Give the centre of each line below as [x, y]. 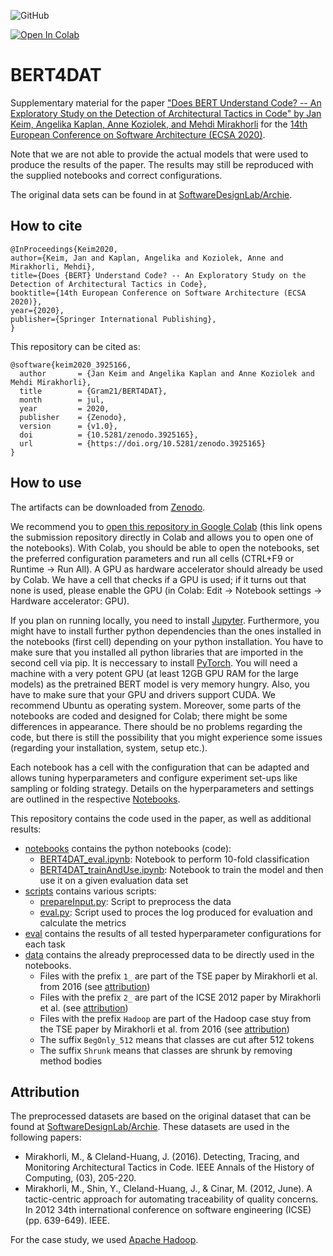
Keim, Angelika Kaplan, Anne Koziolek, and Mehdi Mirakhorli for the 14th [159, 124]
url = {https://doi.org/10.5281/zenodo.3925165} [143, 443]
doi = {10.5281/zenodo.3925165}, [109, 435]
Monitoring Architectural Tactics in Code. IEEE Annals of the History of [169, 1167]
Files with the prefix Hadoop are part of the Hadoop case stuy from [175, 1018]
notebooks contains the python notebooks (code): [128, 848]
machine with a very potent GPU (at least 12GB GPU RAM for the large [154, 673]
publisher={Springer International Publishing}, [113, 319]
